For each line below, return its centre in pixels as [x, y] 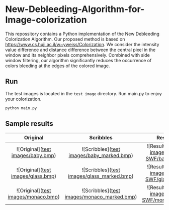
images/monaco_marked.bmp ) [101, 197]
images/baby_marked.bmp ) [101, 155]
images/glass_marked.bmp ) [101, 176]
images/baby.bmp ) [34, 155]
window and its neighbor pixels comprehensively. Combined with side [77, 55]
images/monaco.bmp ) [34, 197]
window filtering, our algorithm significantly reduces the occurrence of [78, 60]
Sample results [29, 124]
